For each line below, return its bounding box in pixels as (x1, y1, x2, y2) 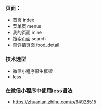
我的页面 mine (12, 29, 42, 36)
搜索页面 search (12, 36, 46, 42)
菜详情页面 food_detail (12, 42, 60, 48)
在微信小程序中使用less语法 (5, 87, 73, 94)
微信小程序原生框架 (12, 68, 53, 74)
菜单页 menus (12, 23, 42, 29)
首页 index (12, 17, 34, 23)
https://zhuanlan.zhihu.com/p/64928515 (12, 99, 97, 105)
